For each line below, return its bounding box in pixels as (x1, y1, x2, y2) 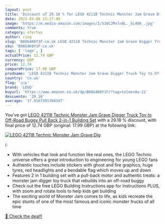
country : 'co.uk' (5, 76, 41, 81)
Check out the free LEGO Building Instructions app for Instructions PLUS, (12, 183, 160, 189)
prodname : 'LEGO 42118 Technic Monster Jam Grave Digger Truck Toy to (5, 71, 153, 76)
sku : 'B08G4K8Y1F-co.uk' (5, 44, 56, 49)
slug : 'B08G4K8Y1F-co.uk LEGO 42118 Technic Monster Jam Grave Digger (5, 39, 153, 44)
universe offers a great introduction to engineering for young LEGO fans (12, 157, 158, 163)
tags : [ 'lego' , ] (5, 48, 43, 53)
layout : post (5, 7, 32, 12)
